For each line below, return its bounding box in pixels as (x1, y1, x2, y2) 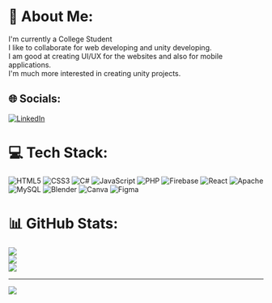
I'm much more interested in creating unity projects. (8, 68, 181, 78)
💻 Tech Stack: (8, 143, 108, 161)
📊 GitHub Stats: (8, 214, 119, 233)
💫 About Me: (8, 7, 94, 26)
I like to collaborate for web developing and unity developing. (8, 42, 212, 52)
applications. (8, 60, 51, 70)
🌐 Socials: (8, 92, 62, 106)
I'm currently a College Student (8, 34, 113, 44)
